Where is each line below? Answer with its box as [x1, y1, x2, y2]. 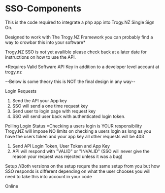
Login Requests [5, 88, 37, 94]
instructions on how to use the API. [5, 54, 76, 60]
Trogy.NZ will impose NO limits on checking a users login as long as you [5, 128, 152, 134]
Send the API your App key [12, 97, 67, 104]
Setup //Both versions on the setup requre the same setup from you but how [5, 163, 160, 169]
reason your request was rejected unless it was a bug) [12, 154, 123, 159]
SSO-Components [5, 3, 81, 14]
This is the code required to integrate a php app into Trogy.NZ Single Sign [5, 19, 155, 25]
